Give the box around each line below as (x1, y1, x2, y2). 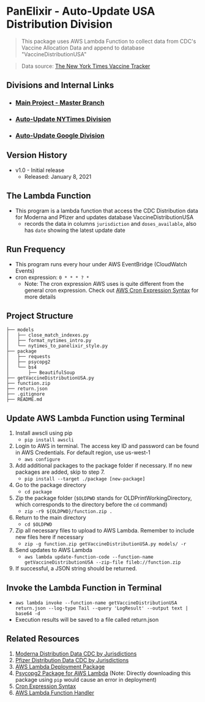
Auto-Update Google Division (15, 132, 105, 140)
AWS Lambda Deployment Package (15, 663, 105, 670)
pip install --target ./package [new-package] (24, 476, 146, 482)
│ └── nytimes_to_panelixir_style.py (6, 343, 108, 349)
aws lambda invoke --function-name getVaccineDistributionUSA (15, 600, 177, 606)
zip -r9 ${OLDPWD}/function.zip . (24, 509, 113, 515)
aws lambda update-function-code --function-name (24, 554, 154, 561)
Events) (15, 267, 35, 274)
